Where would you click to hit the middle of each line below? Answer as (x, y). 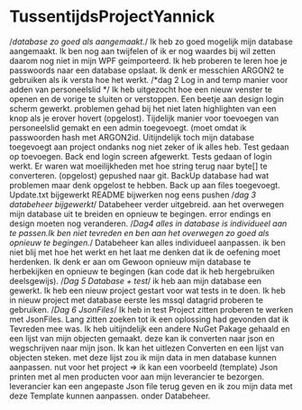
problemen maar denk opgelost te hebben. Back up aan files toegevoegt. (145, 185)
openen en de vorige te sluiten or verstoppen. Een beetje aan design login (146, 99)
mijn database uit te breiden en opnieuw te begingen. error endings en (140, 214)
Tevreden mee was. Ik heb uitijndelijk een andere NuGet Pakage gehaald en (150, 328)
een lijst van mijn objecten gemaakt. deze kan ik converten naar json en (142, 338)
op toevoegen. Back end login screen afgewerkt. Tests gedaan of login (141, 156)
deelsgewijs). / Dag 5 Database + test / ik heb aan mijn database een (136, 280)
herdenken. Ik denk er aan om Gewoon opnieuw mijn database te (130, 261)
